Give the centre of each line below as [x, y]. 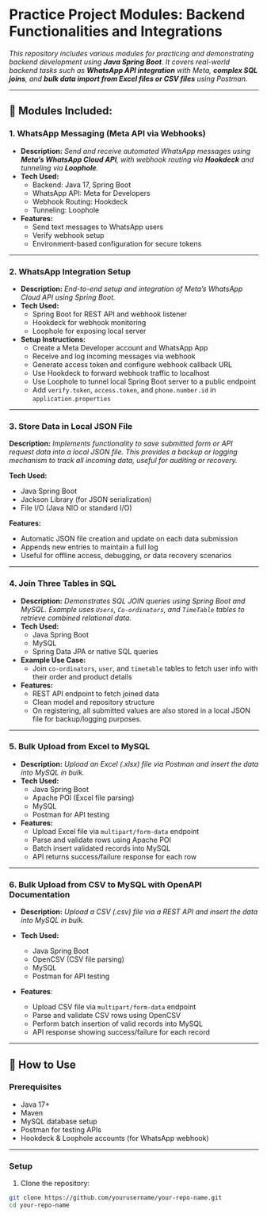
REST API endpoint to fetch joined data [95, 693]
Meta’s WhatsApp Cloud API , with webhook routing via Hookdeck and [137, 159]
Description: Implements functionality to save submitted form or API [121, 444]
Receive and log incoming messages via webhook [114, 356]
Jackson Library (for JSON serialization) [86, 499]
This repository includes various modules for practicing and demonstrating [132, 53]
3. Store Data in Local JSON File [71, 426]
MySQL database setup [59, 1121]
